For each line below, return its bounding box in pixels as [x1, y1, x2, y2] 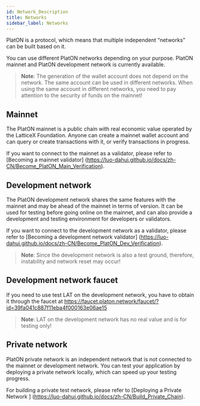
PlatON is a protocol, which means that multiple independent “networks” [6, 37, 186, 44]
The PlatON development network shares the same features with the [6, 196, 176, 203]
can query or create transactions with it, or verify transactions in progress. [6, 138, 190, 145]
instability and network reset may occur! [20, 258, 121, 265]
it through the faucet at [6, 298, 63, 305]
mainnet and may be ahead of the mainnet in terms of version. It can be [6, 202, 183, 210]
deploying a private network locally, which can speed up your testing [6, 368, 177, 375]
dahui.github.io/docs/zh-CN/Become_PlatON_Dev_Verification [6, 240, 160, 247]
